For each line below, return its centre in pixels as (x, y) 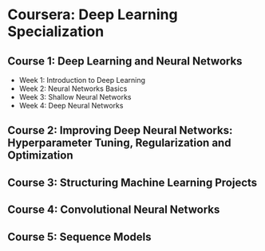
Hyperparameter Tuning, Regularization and (119, 143)
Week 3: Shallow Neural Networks (75, 97)
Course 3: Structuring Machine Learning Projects (132, 182)
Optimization (40, 156)
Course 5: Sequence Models (79, 237)
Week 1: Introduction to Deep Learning (82, 80)
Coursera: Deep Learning (93, 15)
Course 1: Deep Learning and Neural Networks (125, 61)
